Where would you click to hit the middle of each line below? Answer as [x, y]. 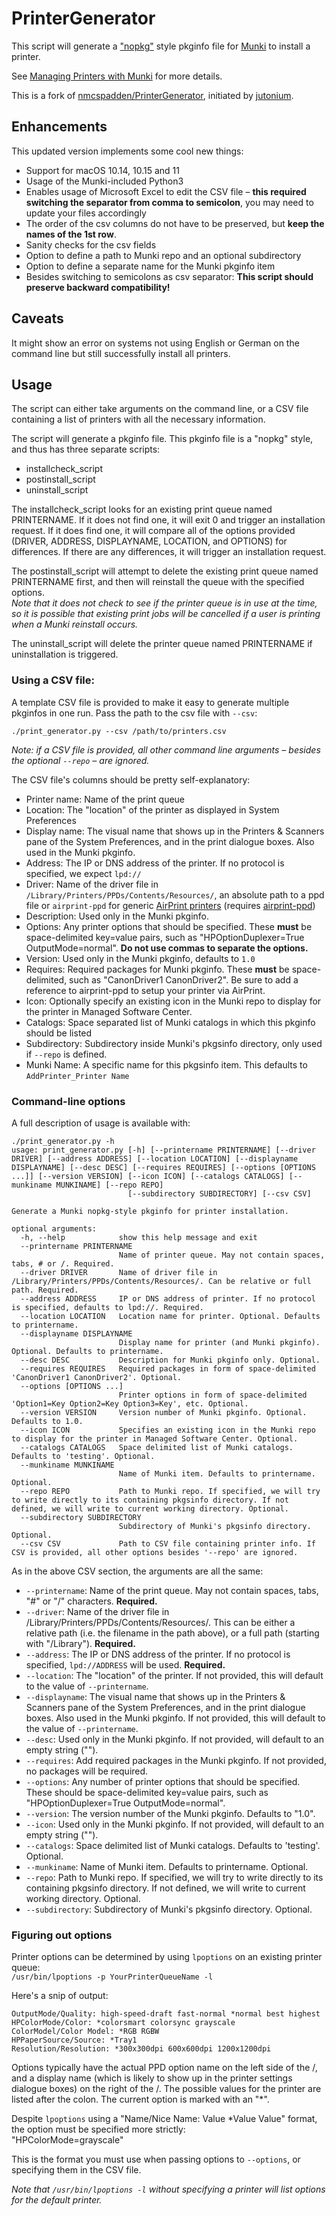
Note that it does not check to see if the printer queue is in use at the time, [164, 603]
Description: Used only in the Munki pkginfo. [117, 916]
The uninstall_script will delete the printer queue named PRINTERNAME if [162, 644]
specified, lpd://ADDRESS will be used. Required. [125, 1664]
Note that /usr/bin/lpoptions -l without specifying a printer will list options [168, 2189]
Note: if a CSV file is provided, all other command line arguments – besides [166, 749]
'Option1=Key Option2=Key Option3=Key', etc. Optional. [130, 1403]
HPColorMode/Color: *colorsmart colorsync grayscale [123, 2023]
